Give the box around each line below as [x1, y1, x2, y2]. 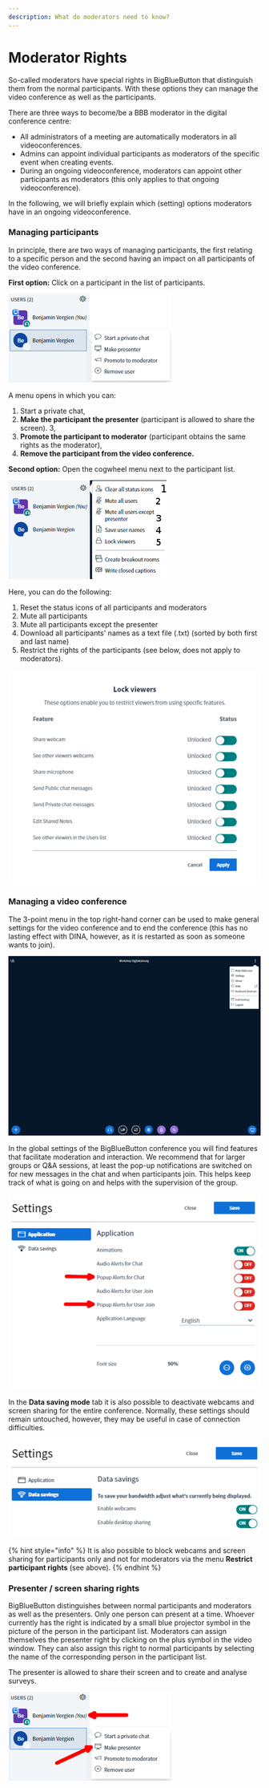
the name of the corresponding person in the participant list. [8, 1652, 207, 1661]
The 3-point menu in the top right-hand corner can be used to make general [8, 914, 259, 924]
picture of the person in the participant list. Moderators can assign [8, 1626, 227, 1636]
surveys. [8, 1676, 37, 1685]
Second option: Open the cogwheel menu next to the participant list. [8, 464, 236, 473]
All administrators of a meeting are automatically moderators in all [19, 132, 238, 141]
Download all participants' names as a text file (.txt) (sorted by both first [19, 628, 258, 638]
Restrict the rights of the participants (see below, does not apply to [19, 645, 241, 655]
